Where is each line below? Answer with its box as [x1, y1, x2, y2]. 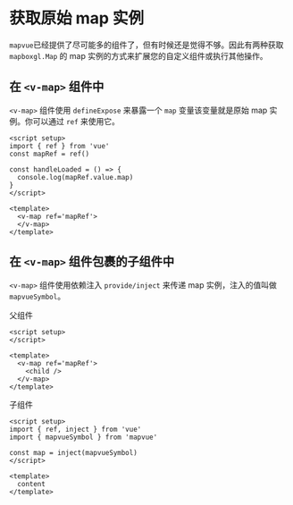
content [17, 479, 46, 488]
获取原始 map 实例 [9, 8, 145, 29]
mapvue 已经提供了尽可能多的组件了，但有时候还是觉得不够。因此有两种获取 [9, 39, 284, 50]
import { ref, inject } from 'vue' [9, 425, 142, 433]
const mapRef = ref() [9, 149, 90, 158]
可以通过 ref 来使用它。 [32, 115, 121, 126]
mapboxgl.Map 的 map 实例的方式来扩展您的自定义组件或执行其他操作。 [9, 50, 268, 61]
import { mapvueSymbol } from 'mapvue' [9, 433, 158, 442]
